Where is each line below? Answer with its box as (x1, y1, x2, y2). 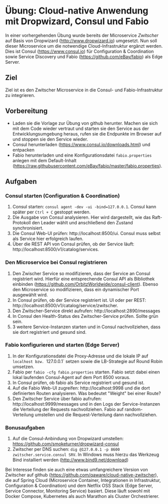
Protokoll (12, 220, 31, 226)
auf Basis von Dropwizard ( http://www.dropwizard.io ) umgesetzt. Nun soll (5, 38, 157, 44)
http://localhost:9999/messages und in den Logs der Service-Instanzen (12, 401, 160, 407)
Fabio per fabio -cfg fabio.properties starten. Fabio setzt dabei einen (12, 369, 160, 375)
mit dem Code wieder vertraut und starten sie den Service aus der (12, 125, 149, 132)
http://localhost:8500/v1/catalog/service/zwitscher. (12, 302, 118, 308)
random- (124, 406, 143, 412)
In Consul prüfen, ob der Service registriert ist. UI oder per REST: (12, 297, 146, 303)
